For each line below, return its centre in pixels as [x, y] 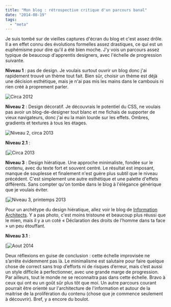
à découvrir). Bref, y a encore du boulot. [47, 299]
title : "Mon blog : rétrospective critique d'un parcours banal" [76, 10]
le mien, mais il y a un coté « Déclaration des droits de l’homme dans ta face [86, 221]
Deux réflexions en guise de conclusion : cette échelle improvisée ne [78, 256]
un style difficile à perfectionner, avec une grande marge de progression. [82, 272]
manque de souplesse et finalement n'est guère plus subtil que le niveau [81, 173]
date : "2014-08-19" [26, 15]
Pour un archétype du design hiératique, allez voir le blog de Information [81, 210]
